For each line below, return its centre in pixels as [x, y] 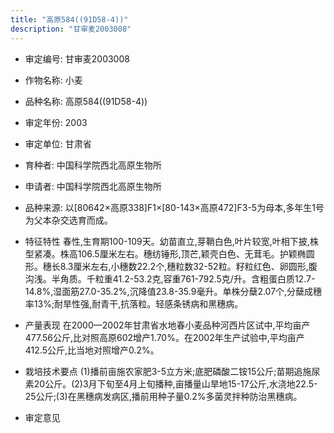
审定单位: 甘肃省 [58, 143]
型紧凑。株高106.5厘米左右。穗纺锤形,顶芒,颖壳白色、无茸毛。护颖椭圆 [169, 253]
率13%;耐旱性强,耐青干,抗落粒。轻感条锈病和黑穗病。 [134, 303]
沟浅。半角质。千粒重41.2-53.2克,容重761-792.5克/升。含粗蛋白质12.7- [170, 278]
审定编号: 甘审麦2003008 [77, 58]
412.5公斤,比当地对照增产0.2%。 [92, 350]
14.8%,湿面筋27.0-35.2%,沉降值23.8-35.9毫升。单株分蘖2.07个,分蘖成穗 [173, 291]
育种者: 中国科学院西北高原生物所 [93, 165]
